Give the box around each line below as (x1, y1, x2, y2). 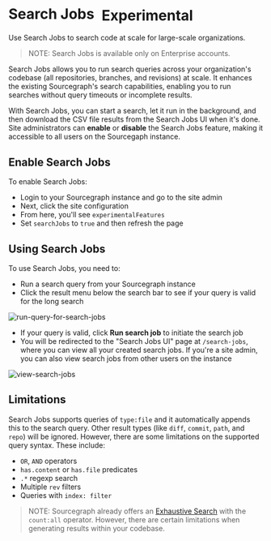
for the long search (19, 296, 84, 306)
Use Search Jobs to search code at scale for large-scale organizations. (8, 33, 246, 43)
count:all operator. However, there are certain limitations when (28, 514, 240, 524)
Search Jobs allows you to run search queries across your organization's (8, 64, 252, 74)
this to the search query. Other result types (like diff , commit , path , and (8, 423, 245, 432)
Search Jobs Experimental (8, 5, 193, 24)
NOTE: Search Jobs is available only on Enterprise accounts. (28, 49, 231, 58)
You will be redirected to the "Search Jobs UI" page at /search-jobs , (19, 336, 248, 346)
